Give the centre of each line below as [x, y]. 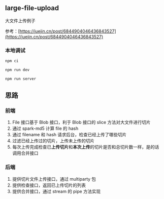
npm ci [12, 61]
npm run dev [17, 70]
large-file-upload [32, 8]
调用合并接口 [25, 153]
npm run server [21, 79]
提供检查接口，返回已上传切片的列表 [49, 185]
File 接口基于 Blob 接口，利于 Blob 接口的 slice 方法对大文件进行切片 [81, 122]
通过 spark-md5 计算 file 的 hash [45, 128]
